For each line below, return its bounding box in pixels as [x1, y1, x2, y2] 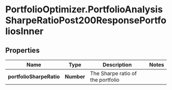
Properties [5, 46, 40, 55]
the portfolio [90, 76, 120, 83]
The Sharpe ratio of [90, 70, 137, 77]
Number [64, 73, 85, 80]
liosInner [5, 26, 44, 37]
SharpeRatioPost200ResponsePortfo [5, 14, 167, 26]
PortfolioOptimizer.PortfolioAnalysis [5, 4, 163, 15]
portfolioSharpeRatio [8, 73, 60, 80]
